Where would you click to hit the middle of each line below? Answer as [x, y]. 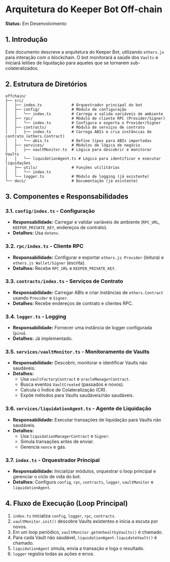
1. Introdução [26, 40]
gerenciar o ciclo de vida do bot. [47, 477]
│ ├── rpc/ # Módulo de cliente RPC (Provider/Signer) [86, 118]
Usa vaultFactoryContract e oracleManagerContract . [75, 379]
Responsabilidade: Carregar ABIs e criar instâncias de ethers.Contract [88, 292]
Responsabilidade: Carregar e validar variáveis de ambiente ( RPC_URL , [86, 222]
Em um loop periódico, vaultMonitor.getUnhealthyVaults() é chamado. [88, 532]
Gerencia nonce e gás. [43, 447]
